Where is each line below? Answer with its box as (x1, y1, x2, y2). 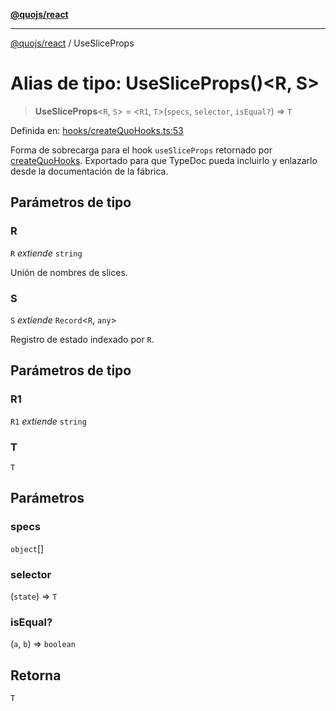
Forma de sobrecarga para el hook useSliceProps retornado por (10, 144, 273, 156)
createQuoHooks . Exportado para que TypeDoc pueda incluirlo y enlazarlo (10, 154, 318, 166)
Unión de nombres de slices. (10, 266, 128, 278)
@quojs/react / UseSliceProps (10, 37, 135, 49)
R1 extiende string (10, 415, 87, 427)
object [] (10, 542, 45, 554)
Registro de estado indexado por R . (10, 333, 155, 345)
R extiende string (10, 247, 83, 259)
